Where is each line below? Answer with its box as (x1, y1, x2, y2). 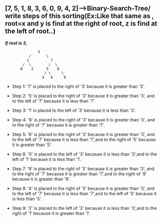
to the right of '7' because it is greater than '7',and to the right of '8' (12, 170, 147, 177)
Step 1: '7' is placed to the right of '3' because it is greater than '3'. (12, 83, 146, 89)
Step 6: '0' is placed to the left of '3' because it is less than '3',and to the (12, 151, 157, 157)
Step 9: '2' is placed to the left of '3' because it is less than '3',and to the (12, 205, 157, 211)
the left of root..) (5, 27, 56, 35)
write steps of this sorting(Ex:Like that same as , (5, 12, 154, 20)
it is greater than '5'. (12, 141, 52, 148)
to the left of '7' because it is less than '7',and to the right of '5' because (12, 136, 156, 142)
